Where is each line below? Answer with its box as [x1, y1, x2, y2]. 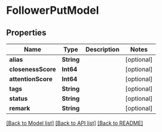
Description [85, 46, 120, 53]
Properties [6, 28, 47, 38]
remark [9, 104, 30, 112]
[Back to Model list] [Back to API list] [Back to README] [6, 119, 143, 127]
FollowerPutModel [6, 4, 99, 17]
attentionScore [9, 75, 53, 83]
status [9, 94, 28, 103]
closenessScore [9, 65, 56, 73]
